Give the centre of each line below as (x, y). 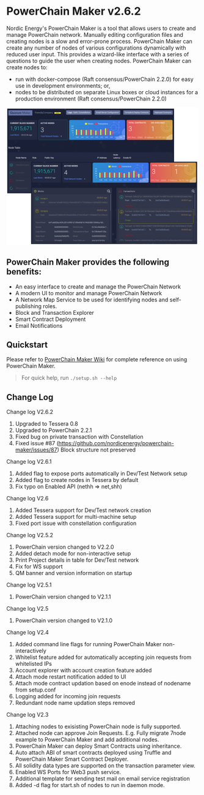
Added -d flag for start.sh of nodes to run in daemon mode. (90, 785)
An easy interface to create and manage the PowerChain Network (98, 287)
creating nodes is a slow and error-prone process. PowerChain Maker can (99, 41)
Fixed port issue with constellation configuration (76, 523)
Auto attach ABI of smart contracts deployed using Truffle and (93, 753)
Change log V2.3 (27, 715)
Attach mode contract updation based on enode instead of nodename (103, 684)
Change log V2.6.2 (30, 412)
